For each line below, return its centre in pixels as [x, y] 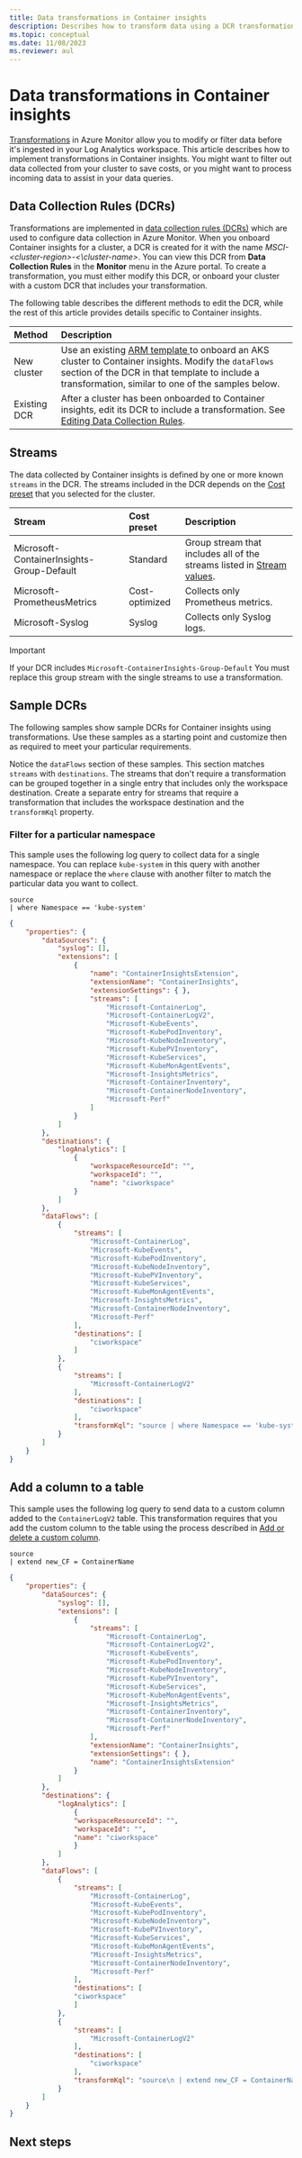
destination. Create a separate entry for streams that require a [124, 793]
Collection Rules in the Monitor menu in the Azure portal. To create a [138, 266]
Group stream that [223, 542]
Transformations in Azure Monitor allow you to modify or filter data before [146, 140]
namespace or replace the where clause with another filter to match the [141, 874]
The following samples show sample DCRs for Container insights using [140, 727]
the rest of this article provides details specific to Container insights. [136, 313]
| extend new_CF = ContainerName [72, 1562]
